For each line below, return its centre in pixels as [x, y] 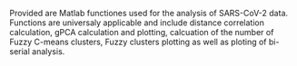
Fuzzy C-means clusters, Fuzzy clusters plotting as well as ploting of [138, 42]
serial [20, 52]
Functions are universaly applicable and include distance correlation [137, 23]
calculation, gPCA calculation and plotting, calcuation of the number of [142, 32]
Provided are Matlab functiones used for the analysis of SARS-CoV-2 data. [149, 13]
